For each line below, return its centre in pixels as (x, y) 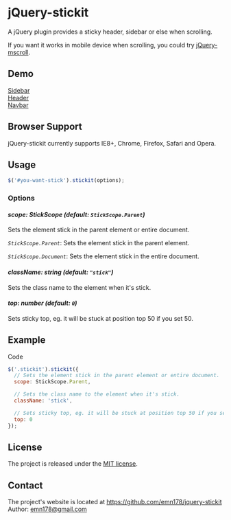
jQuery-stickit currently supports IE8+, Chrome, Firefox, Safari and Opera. (112, 143)
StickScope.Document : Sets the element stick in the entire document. (104, 256)
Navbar (18, 105)
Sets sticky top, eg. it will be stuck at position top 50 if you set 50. (101, 318)
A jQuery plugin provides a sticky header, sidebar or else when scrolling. (110, 32)
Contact (25, 485)
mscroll (18, 52)
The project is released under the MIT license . (73, 464)
